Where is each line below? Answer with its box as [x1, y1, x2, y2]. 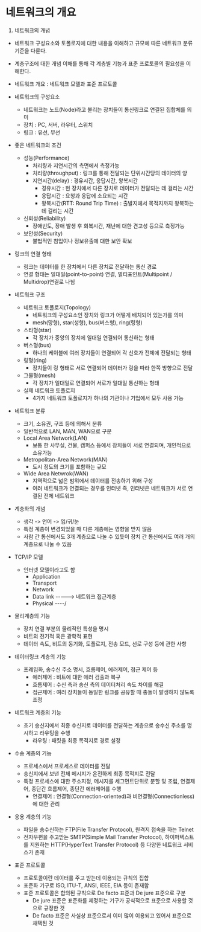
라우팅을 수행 [39, 729, 70, 736]
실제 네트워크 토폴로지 [23, 387, 76, 394]
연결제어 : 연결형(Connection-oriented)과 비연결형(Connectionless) [32, 792, 195, 800]
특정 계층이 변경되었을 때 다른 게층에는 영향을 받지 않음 [23, 525, 152, 532]
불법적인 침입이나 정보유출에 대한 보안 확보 [32, 237, 132, 245]
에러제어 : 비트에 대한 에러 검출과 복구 [32, 673, 121, 680]
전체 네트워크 [43, 492, 75, 499]
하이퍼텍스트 [164, 833, 194, 840]
